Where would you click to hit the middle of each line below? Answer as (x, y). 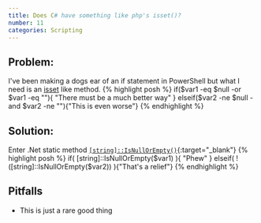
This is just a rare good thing (66, 210)
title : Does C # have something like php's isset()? (95, 15)
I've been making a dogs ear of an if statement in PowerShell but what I (124, 81)
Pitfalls (26, 191)
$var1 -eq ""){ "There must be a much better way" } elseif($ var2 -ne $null (128, 98)
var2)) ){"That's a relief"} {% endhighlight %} (165, 167)
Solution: (31, 131)
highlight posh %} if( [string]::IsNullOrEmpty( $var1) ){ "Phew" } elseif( (121, 158)
